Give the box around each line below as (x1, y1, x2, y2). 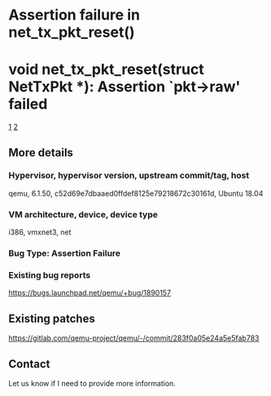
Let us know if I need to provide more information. (8, 378, 177, 388)
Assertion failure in (8, 6, 141, 24)
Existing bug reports (8, 269, 91, 280)
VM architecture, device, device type (8, 209, 159, 220)
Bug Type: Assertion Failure (8, 248, 120, 259)
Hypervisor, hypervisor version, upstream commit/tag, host (8, 169, 250, 181)
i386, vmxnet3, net (8, 227, 72, 237)
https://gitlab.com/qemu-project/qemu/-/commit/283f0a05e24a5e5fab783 (8, 333, 260, 343)
